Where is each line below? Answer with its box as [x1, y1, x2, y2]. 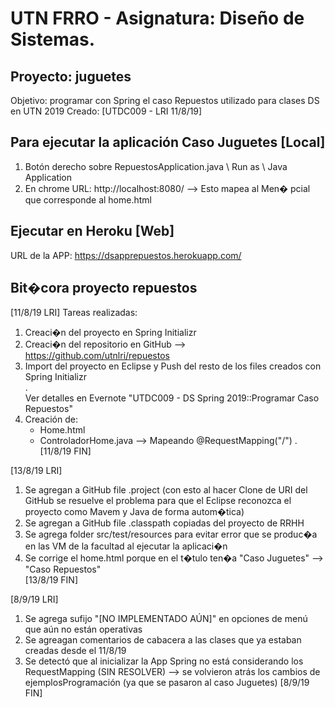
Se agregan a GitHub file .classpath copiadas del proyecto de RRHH [24, 517, 305, 529]
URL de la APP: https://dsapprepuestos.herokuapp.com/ [10, 249, 242, 261]
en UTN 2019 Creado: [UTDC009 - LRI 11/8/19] [10, 105, 203, 117]
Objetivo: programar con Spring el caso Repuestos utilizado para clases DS [10, 95, 320, 106]
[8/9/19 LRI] [10, 593, 59, 606]
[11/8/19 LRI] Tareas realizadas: [10, 307, 138, 319]
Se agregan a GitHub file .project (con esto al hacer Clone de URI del [24, 484, 308, 496]
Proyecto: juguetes [10, 68, 132, 85]
